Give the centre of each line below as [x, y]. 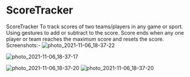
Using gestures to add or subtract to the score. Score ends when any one [95, 32]
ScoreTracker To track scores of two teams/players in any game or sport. [95, 26]
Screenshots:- [23, 45]
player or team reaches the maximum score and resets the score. [85, 39]
